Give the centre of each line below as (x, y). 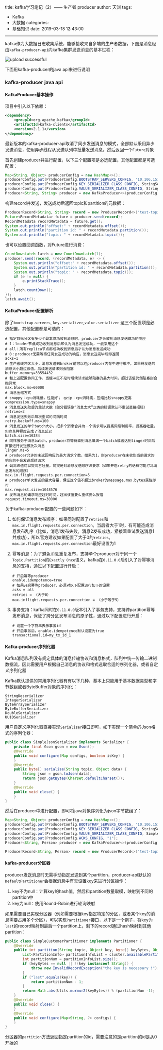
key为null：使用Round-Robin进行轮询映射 (54, 903)
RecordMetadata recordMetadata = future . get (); (54, 221)
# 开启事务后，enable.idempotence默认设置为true (58, 631)
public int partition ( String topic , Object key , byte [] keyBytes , (82, 950)
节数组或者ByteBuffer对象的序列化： (41, 687)
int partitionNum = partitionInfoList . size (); (70, 959)
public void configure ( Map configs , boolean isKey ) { (69, 756)
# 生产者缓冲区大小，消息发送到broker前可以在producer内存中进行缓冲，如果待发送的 (80, 364)
